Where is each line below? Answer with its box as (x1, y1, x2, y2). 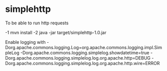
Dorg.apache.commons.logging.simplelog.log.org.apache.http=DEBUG (5, 55, 151, 61)
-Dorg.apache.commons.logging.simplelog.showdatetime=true (20, 50, 150, 56)
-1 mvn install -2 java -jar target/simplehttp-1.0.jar (5, 29, 107, 35)
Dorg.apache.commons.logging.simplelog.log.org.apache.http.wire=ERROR (5, 60, 160, 66)
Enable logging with (5, 39, 46, 45)
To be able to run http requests (5, 20, 69, 26)
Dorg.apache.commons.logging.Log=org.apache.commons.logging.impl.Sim (5, 44, 162, 50)
